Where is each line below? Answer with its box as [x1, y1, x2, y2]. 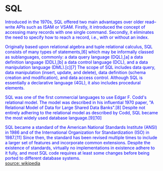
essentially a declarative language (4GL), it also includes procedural [5, 79, 141, 85]
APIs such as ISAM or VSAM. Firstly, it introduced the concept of [16, 24, 146, 30]
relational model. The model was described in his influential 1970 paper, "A [5, 99, 154, 105]
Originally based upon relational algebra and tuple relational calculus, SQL [5, 44, 153, 49]
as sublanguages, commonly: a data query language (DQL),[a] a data [5, 54, 143, 60]
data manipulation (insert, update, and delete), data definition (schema [5, 69, 146, 75]
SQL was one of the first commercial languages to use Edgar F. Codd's [5, 94, 147, 100]
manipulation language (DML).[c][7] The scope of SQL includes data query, [5, 64, 156, 70]
